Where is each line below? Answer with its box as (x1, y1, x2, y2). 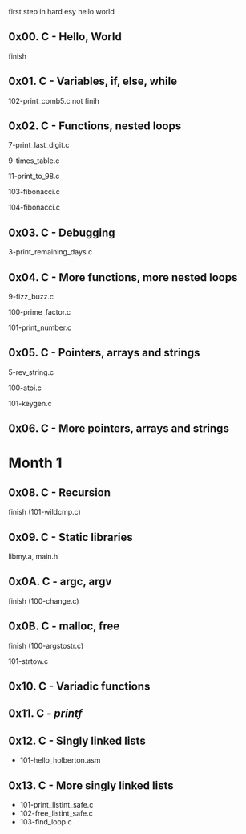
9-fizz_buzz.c (8, 292, 54, 302)
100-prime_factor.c (8, 307, 71, 317)
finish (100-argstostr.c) (8, 641, 84, 650)
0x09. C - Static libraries (8, 530, 134, 544)
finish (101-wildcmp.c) (8, 507, 82, 517)
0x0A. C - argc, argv (8, 575, 112, 588)
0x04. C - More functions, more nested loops (8, 271, 238, 284)
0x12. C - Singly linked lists (8, 734, 146, 747)
